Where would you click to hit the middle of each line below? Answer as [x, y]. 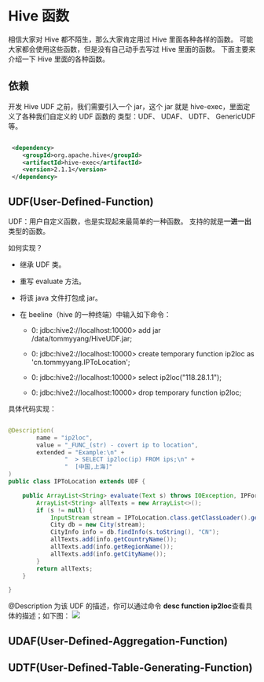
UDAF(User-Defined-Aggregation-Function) [118, 641]
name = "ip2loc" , [64, 438]
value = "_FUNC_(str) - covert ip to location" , [117, 445]
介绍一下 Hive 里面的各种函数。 [59, 59]
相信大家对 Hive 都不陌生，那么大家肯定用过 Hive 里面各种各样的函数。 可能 [131, 39]
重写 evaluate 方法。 [53, 281]
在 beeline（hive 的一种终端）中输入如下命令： [95, 314]
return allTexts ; [64, 569]
